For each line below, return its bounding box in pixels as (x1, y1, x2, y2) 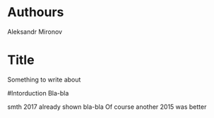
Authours (7, 4, 64, 20)
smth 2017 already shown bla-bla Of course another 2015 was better (7, 103, 207, 111)
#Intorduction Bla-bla (7, 88, 69, 97)
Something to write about (7, 75, 81, 84)
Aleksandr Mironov (7, 27, 62, 36)
